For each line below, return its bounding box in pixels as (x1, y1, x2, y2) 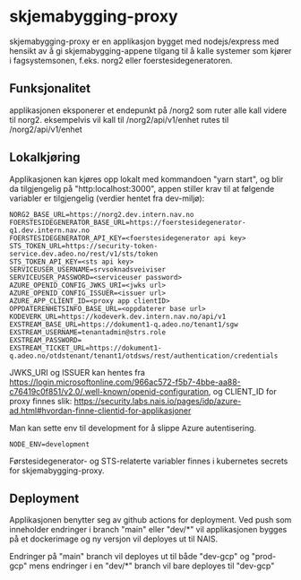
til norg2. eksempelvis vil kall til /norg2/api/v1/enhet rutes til (9, 114, 229, 125)
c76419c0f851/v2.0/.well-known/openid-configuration (9, 385, 209, 396)
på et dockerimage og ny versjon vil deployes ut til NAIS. (9, 533, 219, 544)
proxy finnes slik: (9, 395, 73, 406)
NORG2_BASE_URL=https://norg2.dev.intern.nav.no (9, 210, 194, 219)
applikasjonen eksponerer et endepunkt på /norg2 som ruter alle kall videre (9, 105, 288, 116)
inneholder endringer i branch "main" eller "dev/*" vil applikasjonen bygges (9, 524, 288, 535)
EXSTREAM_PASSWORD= (9, 335, 82, 344)
